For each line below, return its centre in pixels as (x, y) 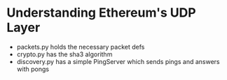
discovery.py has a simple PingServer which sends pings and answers (118, 61)
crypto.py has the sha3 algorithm (64, 54)
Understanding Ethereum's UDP (102, 13)
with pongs (33, 69)
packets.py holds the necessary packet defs (81, 47)
